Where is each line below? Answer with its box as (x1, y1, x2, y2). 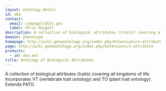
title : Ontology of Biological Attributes (5, 58, 94, 62)
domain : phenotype (5, 35, 43, 40)
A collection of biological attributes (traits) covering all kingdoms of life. (5, 71, 151, 77)
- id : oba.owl (9, 53, 39, 58)
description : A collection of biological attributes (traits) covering (5, 30, 156, 35)
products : (5, 48, 26, 53)
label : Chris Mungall (9, 26, 54, 30)
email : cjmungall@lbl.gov (9, 21, 63, 26)
